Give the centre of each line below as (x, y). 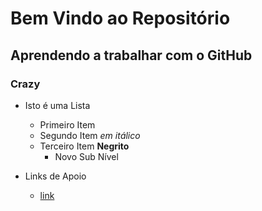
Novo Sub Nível (86, 156)
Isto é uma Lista (57, 105)
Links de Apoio (55, 176)
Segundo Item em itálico (90, 135)
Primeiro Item (67, 124)
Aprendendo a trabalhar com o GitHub (131, 55)
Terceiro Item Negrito (84, 146)
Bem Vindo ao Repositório (120, 18)
